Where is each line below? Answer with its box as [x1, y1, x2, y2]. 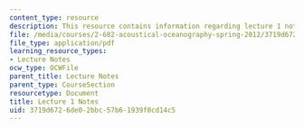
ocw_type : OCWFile [9, 64, 79, 73]
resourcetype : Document [9, 88, 100, 97]
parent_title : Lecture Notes [9, 72, 119, 81]
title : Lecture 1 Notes [9, 96, 100, 106]
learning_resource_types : [9, 47, 107, 56]
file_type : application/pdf [9, 38, 116, 48]
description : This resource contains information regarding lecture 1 [9, 22, 281, 31]
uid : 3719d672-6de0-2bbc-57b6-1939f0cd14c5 [9, 105, 176, 114]
